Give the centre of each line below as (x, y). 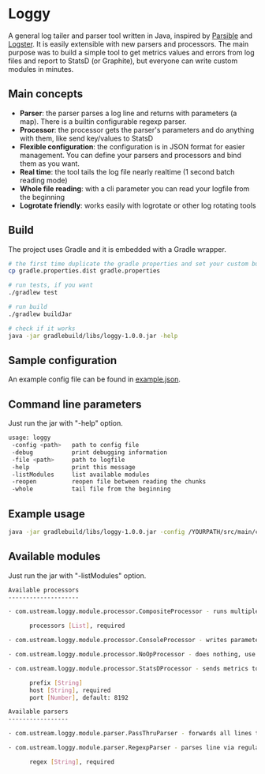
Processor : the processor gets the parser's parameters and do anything (137, 130)
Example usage (47, 514)
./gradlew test (33, 293)
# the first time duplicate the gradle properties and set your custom (128, 264)
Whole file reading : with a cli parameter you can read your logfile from (134, 188)
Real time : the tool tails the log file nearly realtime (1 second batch (127, 171)
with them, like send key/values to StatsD (86, 138)
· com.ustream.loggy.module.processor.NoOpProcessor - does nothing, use (132, 655)
